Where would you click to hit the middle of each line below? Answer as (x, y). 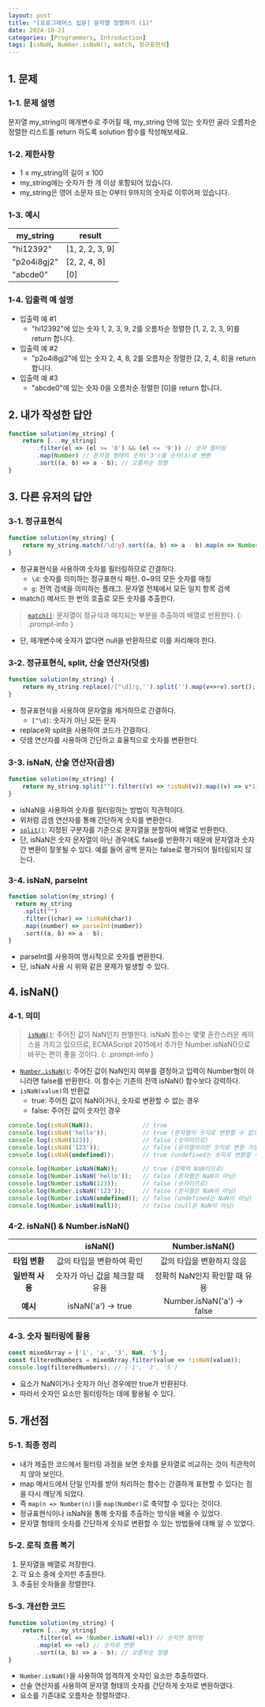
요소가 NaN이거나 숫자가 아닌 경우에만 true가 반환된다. (104, 1383)
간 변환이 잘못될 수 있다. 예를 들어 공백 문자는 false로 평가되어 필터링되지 (131, 849)
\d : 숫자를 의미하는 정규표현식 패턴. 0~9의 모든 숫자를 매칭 (121, 579)
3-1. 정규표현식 (35, 522)
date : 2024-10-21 (37, 30)
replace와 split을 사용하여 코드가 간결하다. (85, 730)
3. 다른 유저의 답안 (50, 497)
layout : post (30, 15)
